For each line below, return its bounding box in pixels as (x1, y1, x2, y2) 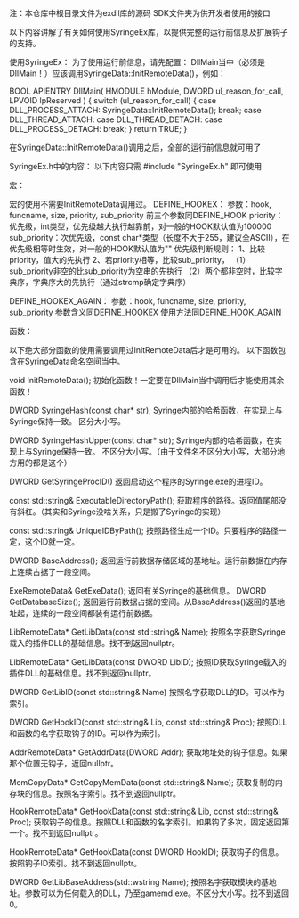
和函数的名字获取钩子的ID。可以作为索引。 (9, 728, 166, 738)
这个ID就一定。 (24, 537, 80, 546)
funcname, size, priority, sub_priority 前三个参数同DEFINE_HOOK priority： (9, 210, 284, 220)
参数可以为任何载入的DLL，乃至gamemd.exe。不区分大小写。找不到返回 (24, 888, 290, 898)
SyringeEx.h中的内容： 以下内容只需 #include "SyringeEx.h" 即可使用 (9, 161, 263, 171)
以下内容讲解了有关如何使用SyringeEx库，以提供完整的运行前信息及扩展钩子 (9, 27, 288, 37)
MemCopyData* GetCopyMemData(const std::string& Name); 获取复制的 (9, 777, 276, 787)
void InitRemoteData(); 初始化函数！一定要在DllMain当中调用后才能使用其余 (9, 375, 285, 385)
